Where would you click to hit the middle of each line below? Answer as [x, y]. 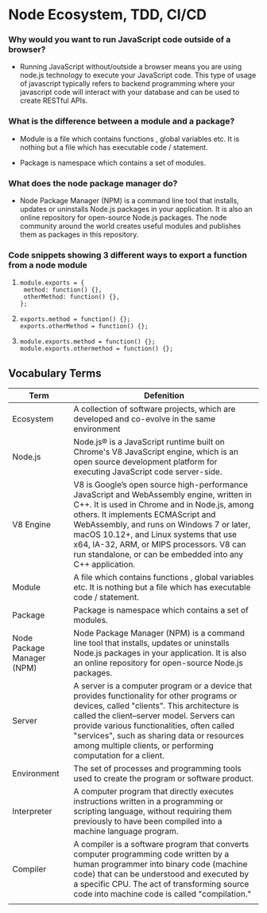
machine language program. [126, 832]
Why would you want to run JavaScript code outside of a [120, 40]
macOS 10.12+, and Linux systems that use [155, 535]
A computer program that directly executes [154, 792]
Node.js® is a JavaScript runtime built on [149, 442]
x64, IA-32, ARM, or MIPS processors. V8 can [160, 545]
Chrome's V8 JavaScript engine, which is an [156, 452]
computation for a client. [119, 756]
